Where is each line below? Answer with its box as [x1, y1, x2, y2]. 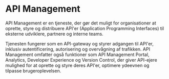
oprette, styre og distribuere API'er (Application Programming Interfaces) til [5, 25, 164, 31]
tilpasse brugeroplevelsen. [5, 67, 61, 74]
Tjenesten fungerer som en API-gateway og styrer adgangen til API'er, [5, 40, 154, 46]
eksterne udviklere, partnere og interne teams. [5, 31, 103, 37]
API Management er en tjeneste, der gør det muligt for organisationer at [5, 20, 156, 26]
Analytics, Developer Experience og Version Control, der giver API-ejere [5, 57, 157, 63]
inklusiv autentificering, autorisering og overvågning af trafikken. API [5, 46, 150, 52]
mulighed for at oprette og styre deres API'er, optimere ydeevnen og [5, 62, 150, 68]
